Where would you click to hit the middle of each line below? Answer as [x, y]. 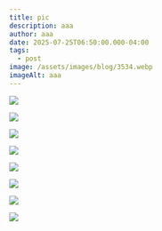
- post [29, 59]
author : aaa [31, 34]
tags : [19, 51]
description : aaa [41, 26]
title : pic [29, 17]
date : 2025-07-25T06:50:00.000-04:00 [79, 42]
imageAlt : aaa [36, 76]
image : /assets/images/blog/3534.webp [81, 68]
